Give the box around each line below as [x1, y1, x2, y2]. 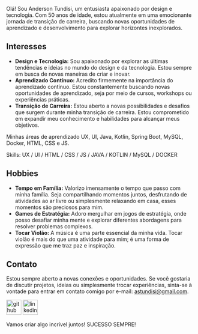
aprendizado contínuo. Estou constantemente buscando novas [14, 83, 170, 90]
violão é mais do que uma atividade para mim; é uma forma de [14, 235, 169, 243]
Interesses [6, 41, 47, 52]
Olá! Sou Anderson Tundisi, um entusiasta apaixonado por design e [6, 5, 173, 12]
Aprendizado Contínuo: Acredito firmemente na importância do [14, 76, 173, 83]
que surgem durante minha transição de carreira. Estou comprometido [14, 108, 190, 116]
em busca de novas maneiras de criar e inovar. [14, 70, 131, 77]
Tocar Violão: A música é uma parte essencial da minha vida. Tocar [14, 229, 183, 236]
